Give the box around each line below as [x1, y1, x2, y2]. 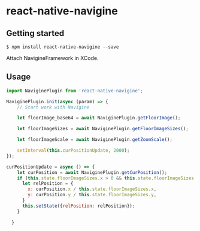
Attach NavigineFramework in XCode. [6, 55, 99, 61]
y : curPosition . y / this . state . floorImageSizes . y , [28, 192, 157, 198]
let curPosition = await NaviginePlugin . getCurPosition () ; [17, 169, 168, 175]
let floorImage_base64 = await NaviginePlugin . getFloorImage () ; [17, 115, 181, 121]
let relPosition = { [22, 181, 74, 187]
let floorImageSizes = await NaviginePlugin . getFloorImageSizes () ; [17, 126, 189, 132]
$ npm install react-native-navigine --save [6, 44, 119, 50]
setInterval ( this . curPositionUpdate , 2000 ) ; [17, 148, 130, 154]
